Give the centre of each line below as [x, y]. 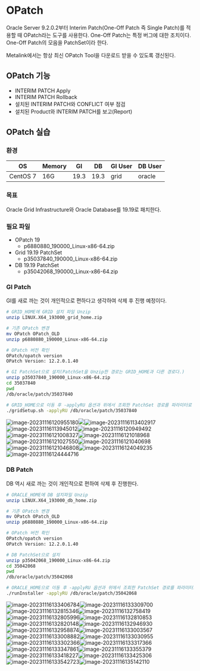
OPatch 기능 [28, 76]
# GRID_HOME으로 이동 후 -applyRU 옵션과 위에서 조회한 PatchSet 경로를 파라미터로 [99, 405]
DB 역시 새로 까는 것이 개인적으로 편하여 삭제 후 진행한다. [72, 483]
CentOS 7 [23, 177]
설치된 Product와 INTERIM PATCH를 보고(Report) [74, 112]
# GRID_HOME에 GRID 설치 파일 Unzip [49, 312]
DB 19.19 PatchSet [37, 265]
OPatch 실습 [28, 132]
